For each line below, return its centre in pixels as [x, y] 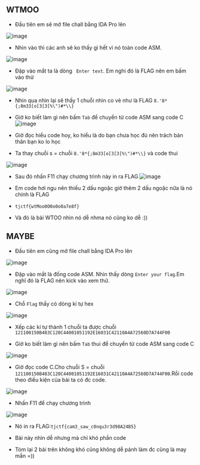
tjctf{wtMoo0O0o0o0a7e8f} [47, 206]
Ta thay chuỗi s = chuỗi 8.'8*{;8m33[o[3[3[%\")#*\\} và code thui [96, 153]
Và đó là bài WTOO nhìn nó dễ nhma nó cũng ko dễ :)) [81, 218]
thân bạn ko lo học [38, 141]
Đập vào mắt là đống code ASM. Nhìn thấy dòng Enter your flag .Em [99, 274]
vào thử [24, 77]
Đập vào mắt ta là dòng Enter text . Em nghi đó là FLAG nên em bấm [100, 71]
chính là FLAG [32, 194]
